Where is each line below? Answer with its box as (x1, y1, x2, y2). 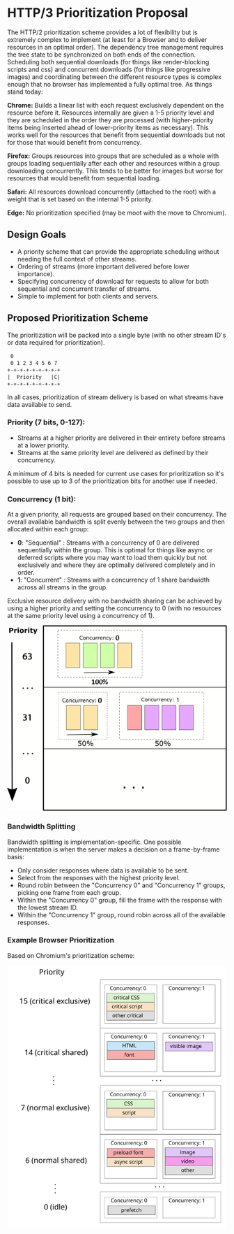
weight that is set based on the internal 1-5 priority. (7, 194, 153, 203)
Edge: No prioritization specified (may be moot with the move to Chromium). (7, 208, 227, 217)
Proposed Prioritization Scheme (7, 313, 148, 324)
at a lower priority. (17, 440, 70, 449)
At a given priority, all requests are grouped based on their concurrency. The (7, 510, 227, 519)
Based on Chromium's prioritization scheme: (7, 951, 135, 959)
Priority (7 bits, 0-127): (7, 417, 86, 427)
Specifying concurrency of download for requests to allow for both (17, 277, 209, 285)
